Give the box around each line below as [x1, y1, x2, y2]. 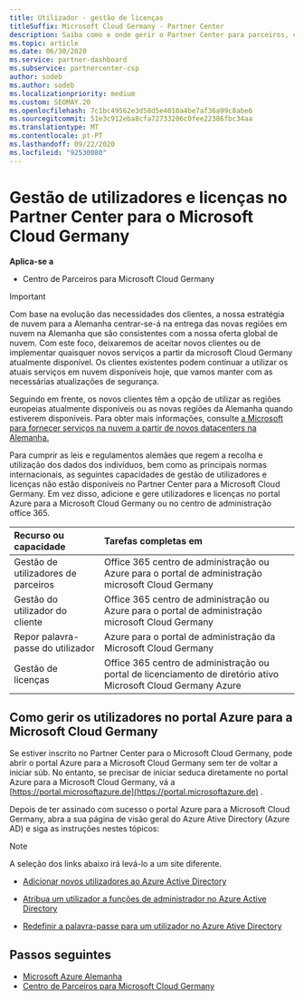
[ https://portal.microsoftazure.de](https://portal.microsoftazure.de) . [9, 786, 264, 798]
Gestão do [14, 593, 59, 606]
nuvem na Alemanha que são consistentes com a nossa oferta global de [9, 327, 279, 338]
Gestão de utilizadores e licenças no [9, 187, 288, 208]
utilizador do [14, 604, 68, 617]
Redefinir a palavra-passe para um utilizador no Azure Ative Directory [22, 921, 282, 932]
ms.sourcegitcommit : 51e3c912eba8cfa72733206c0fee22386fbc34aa [9, 114, 253, 123]
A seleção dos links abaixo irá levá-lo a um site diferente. [9, 859, 223, 869]
